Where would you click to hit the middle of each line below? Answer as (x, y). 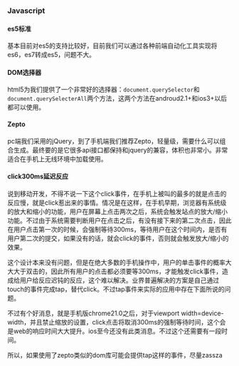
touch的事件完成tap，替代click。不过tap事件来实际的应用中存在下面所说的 (116, 289)
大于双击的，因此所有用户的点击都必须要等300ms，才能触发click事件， (118, 271)
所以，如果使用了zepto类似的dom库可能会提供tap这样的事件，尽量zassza (115, 355)
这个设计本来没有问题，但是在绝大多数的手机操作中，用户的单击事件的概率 (116, 262)
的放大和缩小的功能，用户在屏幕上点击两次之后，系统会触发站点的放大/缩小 (118, 211)
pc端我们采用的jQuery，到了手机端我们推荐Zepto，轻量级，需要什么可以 (113, 141)
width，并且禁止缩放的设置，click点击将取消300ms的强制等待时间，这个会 (117, 322)
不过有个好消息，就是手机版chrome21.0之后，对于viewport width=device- (116, 313)
